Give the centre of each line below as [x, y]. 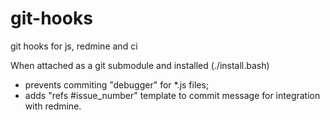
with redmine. [53, 106]
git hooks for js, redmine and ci [74, 46]
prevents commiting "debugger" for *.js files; [117, 84]
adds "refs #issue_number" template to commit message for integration [172, 95]
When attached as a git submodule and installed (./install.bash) [140, 65]
